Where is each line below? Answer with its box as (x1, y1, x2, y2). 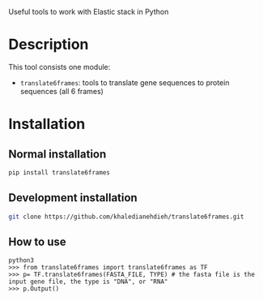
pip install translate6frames (8, 168, 111, 177)
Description (8, 36, 89, 54)
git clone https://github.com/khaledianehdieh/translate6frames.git (8, 213, 244, 221)
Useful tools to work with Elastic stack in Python (8, 7, 169, 16)
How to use (8, 234, 66, 248)
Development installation (8, 191, 138, 205)
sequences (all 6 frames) (19, 86, 104, 96)
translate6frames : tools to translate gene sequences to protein (19, 77, 230, 88)
